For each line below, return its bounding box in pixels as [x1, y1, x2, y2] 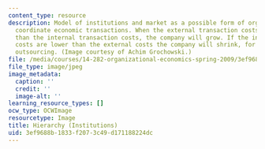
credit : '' [15, 84, 51, 93]
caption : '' [15, 77, 55, 85]
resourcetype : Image [8, 114, 77, 122]
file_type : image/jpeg [8, 63, 83, 71]
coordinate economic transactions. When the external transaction [15, 26, 238, 34]
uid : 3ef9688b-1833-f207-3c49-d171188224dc [8, 129, 154, 136]
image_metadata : [8, 70, 62, 78]
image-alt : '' [15, 92, 62, 100]
